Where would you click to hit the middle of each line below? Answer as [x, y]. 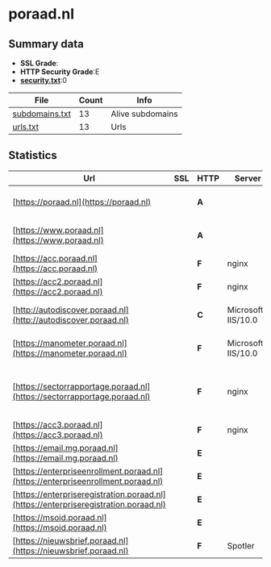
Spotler [241, 545]
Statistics [33, 155]
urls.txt [25, 127]
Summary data [46, 44]
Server [248, 178]
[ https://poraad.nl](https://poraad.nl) [82, 202]
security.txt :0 [43, 80]
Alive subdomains [145, 114]
